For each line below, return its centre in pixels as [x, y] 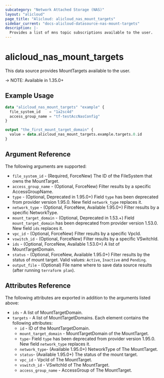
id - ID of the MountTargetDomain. [55, 328]
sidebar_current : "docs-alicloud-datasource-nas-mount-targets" [72, 23]
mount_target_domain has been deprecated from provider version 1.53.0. [85, 223]
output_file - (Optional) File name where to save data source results [82, 265]
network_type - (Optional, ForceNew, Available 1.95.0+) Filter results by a [85, 207]
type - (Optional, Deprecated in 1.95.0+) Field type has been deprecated [85, 197]
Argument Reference [38, 154]
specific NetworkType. [35, 212]
